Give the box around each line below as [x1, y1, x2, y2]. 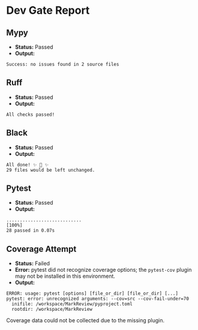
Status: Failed [14, 260, 50, 267]
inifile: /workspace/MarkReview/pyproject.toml [11, 301, 133, 307]
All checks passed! [6, 112, 55, 118]
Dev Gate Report [6, 4, 90, 17]
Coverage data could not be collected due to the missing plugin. [6, 317, 165, 324]
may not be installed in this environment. [14, 272, 116, 280]
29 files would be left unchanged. [6, 167, 95, 173]
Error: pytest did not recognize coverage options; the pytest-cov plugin [14, 266, 192, 274]
